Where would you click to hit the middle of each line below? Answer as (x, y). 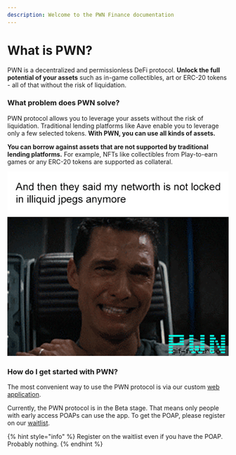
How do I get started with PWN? (63, 371)
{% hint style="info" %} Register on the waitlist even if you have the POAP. (115, 437)
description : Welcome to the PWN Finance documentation (91, 15)
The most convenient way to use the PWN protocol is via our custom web (113, 387)
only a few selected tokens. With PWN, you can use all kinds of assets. (111, 133)
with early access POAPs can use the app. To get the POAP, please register (117, 416)
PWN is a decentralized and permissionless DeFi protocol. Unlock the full (114, 70)
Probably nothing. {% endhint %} (55, 444)
